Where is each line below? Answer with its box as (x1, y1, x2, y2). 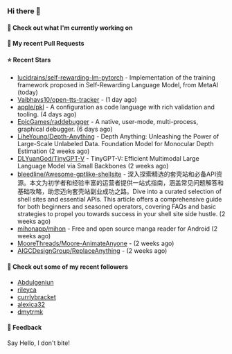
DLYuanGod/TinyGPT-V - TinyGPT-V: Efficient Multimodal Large (17, 154, 199, 163)
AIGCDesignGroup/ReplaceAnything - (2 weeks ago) (17, 247, 168, 255)
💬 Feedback (7, 324, 42, 332)
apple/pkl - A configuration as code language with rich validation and (17, 103, 215, 112)
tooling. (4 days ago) (17, 110, 77, 118)
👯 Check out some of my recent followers (7, 263, 128, 271)
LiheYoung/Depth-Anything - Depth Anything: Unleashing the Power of (17, 132, 220, 141)
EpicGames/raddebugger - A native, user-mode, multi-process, (17, 118, 199, 126)
